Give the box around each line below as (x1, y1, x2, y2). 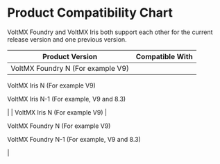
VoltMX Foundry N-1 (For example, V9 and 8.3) (7, 135, 141, 143)
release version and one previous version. (7, 35, 127, 43)
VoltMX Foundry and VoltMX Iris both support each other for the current (7, 28, 213, 36)
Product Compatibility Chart (7, 5, 174, 21)
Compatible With (135, 51, 193, 61)
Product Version (42, 51, 98, 61)
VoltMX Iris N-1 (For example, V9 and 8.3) (7, 95, 126, 103)
